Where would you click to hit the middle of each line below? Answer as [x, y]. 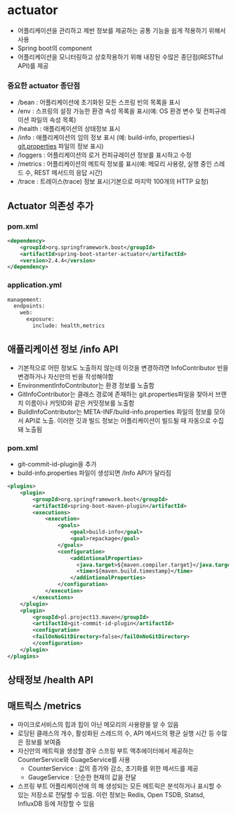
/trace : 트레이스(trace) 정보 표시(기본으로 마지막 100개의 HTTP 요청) [113, 182]
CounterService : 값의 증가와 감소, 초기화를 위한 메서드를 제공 [113, 768]
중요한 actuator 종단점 [44, 85]
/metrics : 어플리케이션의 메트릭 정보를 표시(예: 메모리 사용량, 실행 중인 [114, 164]
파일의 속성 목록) [53, 120]
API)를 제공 [33, 65]
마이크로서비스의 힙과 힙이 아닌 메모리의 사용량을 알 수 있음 [98, 724]
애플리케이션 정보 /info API [63, 349]
